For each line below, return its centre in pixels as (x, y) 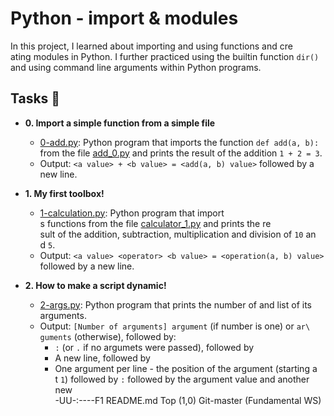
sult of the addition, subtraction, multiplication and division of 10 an (178, 234)
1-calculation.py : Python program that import (132, 213)
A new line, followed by (102, 358)
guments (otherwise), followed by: (108, 336)
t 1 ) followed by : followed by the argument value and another (182, 379)
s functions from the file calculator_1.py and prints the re (155, 223)
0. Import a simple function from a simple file (120, 123)
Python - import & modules (124, 18)
